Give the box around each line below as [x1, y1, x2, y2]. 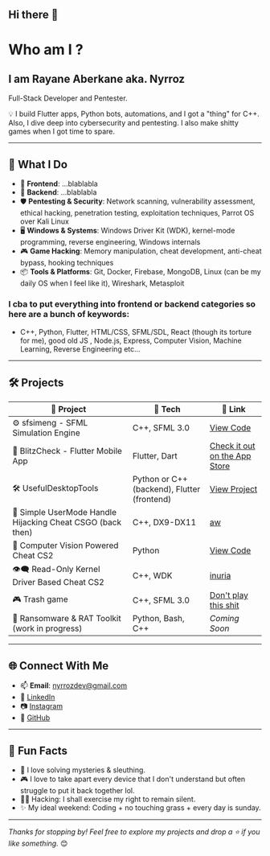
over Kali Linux [19, 216, 70, 226]
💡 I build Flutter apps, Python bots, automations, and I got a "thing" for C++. [8, 109, 260, 119]
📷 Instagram [19, 702, 63, 711]
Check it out [209, 440, 256, 451]
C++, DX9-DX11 [132, 516, 197, 528]
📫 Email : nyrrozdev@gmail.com [19, 681, 128, 690]
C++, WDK [132, 570, 173, 581]
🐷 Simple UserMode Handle [12, 507, 117, 518]
